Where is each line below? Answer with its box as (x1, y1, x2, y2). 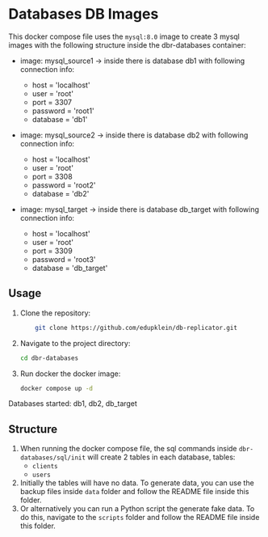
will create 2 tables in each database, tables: (87, 452, 236, 462)
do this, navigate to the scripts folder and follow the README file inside (19, 513, 260, 522)
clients (31, 463, 58, 471)
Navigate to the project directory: (19, 338, 131, 348)
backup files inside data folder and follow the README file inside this (19, 487, 249, 497)
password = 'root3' (31, 254, 96, 264)
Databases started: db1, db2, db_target (8, 399, 137, 408)
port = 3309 (31, 246, 73, 256)
